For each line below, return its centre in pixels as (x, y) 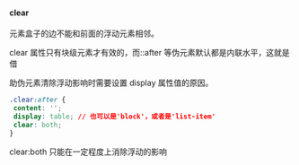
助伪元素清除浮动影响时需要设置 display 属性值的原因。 (111, 83)
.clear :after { (38, 100)
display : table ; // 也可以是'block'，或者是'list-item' (114, 117)
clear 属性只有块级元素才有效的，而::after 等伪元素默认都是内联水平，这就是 (149, 53)
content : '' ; (38, 109)
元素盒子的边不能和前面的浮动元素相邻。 (84, 34)
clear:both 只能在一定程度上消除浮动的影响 (88, 152)
